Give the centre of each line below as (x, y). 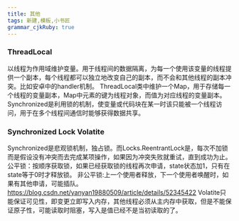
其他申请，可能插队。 (51, 183)
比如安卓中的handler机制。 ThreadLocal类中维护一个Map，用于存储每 (122, 86)
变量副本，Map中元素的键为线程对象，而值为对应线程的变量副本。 (129, 95)
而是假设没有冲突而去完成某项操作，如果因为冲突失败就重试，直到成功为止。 (119, 156)
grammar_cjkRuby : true (41, 27)
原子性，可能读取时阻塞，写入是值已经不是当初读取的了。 (97, 210)
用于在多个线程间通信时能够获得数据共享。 (82, 113)
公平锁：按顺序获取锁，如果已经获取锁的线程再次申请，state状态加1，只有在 (119, 166)
